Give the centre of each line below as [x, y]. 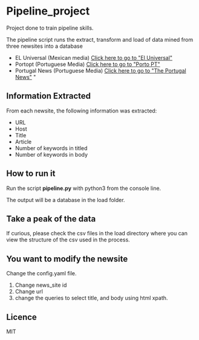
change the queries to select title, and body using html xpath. [91, 298]
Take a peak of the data [51, 219]
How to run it [31, 174]
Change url [29, 292]
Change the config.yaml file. [41, 273]
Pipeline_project [48, 11]
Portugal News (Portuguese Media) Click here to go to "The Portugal [100, 70]
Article [23, 142]
